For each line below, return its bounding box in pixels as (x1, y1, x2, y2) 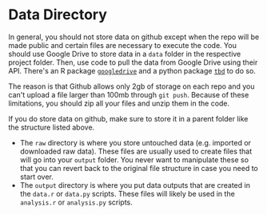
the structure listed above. (8, 122, 95, 132)
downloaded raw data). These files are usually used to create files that (19, 146, 253, 156)
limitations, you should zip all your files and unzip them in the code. (8, 98, 230, 108)
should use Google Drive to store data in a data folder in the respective (8, 49, 241, 58)
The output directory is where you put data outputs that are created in (19, 180, 250, 189)
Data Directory (8, 6, 108, 24)
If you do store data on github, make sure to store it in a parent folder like (8, 113, 249, 123)
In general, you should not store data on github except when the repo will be (8, 32, 260, 42)
